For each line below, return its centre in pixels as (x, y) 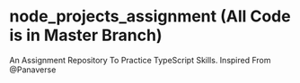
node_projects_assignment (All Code (150, 17)
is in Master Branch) (86, 35)
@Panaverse (33, 70)
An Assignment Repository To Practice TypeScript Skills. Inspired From (140, 60)
